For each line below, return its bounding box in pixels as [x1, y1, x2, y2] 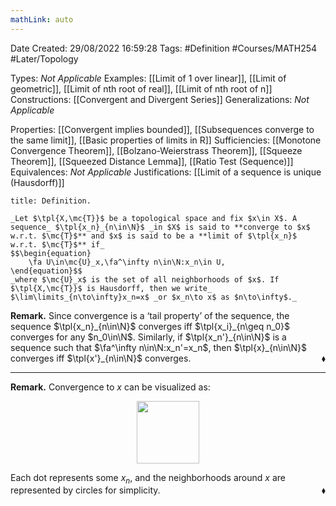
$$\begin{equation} [10, 248, 92, 258]
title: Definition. [10, 196, 92, 206]
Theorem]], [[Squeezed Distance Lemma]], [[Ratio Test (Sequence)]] [10, 155, 294, 167]
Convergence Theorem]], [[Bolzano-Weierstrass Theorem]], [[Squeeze [10, 144, 303, 156]
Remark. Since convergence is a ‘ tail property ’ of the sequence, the [10, 309, 290, 321]
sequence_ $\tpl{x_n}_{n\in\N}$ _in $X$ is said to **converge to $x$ [10, 222, 311, 232]
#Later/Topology [10, 52, 79, 65]
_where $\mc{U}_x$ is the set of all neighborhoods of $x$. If [10, 274, 280, 285]
